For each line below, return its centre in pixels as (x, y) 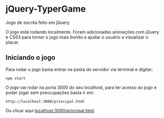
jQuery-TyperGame (46, 9)
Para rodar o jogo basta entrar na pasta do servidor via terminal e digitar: (79, 69)
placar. (13, 42)
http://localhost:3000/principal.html (45, 101)
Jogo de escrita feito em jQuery (38, 22)
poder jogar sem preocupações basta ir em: (50, 92)
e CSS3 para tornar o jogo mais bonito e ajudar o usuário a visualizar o (77, 37)
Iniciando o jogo (30, 58)
